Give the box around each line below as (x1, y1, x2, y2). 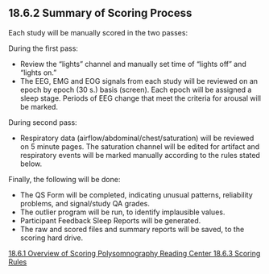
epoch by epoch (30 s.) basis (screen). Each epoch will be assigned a (19, 85, 252, 94)
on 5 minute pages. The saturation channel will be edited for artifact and (19, 141, 260, 152)
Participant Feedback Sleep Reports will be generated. (19, 215, 201, 225)
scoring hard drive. (19, 233, 84, 243)
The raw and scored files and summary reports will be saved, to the (19, 224, 245, 234)
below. (19, 159, 43, 168)
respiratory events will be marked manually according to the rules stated (19, 150, 260, 160)
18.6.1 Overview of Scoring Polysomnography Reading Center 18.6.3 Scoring (8, 248, 261, 258)
